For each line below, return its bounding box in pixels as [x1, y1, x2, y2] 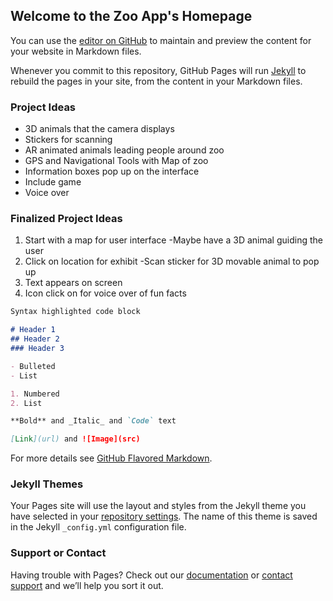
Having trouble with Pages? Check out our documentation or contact [10, 569, 293, 581]
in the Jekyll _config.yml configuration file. [10, 521, 187, 533]
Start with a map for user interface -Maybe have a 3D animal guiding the [24, 234, 323, 246]
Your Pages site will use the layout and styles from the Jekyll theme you [10, 500, 307, 512]
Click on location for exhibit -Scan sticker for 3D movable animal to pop [24, 255, 320, 268]
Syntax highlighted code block [10, 307, 141, 317]
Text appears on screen [24, 277, 123, 289]
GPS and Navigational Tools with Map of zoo [24, 155, 209, 167]
